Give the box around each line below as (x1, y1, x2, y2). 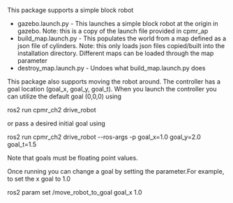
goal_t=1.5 (7, 140, 37, 149)
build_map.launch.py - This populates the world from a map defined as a (17, 34, 227, 43)
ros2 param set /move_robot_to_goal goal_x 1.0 (7, 188, 142, 196)
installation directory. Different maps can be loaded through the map (17, 49, 214, 57)
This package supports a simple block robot (7, 6, 134, 14)
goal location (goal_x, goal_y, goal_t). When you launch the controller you (7, 85, 217, 93)
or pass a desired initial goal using (7, 119, 106, 128)
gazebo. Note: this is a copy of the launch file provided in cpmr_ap (17, 27, 209, 35)
